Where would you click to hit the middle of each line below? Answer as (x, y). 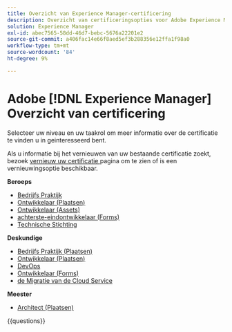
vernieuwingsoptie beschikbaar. (52, 168)
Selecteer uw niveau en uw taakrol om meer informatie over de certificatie (113, 133)
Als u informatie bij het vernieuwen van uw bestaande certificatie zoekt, (109, 154)
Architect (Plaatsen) (45, 307)
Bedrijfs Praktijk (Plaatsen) (55, 251)
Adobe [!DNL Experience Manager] (109, 99)
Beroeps (20, 181)
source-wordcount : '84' (41, 53)
